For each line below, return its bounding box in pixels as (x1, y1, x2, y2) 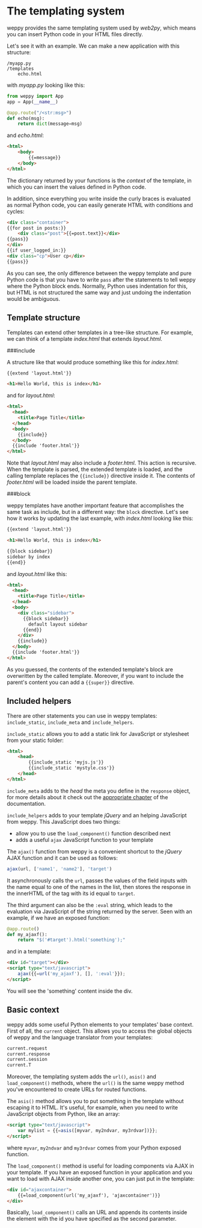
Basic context (7, 1005, 60, 1015)
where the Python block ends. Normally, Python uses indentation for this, (7, 282, 188, 290)
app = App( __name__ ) (7, 98, 59, 105)
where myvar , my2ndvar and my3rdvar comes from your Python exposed (7, 1144, 182, 1151)
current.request (7, 1045, 47, 1051)
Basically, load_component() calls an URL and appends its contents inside (7, 1209, 188, 1216)
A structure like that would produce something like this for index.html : (7, 358, 179, 366)
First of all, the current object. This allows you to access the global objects (7, 1027, 192, 1034)
